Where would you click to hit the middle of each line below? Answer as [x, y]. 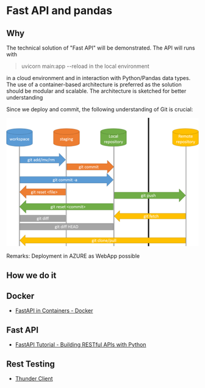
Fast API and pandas [59, 11]
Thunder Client [34, 378]
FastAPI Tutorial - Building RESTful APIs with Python [81, 345]
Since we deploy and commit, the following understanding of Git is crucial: [100, 109]
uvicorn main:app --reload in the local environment [85, 66]
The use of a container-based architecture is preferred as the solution [94, 84]
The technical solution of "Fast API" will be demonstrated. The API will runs [101, 48]
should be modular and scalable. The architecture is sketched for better [96, 91]
